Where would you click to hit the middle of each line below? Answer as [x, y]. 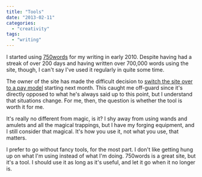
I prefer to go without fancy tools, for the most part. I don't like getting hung [100, 149]
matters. [17, 138]
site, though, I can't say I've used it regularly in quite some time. [85, 70]
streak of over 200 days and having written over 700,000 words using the [97, 63]
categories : [21, 23]
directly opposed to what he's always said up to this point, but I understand [99, 94]
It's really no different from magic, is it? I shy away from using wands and [97, 119]
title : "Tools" [25, 12]
